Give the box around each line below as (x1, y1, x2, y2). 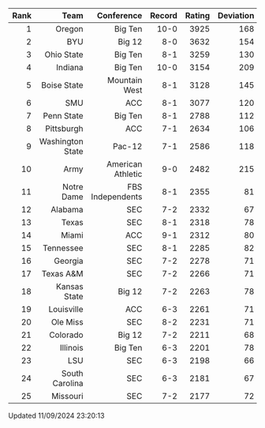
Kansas (56, 281, 84, 291)
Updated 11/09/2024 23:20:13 (8, 411, 105, 420)
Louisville (48, 304, 84, 314)
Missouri (50, 391, 84, 401)
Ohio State (44, 49, 84, 60)
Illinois (59, 343, 84, 353)
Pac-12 (113, 141, 143, 152)
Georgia (54, 256, 84, 266)
